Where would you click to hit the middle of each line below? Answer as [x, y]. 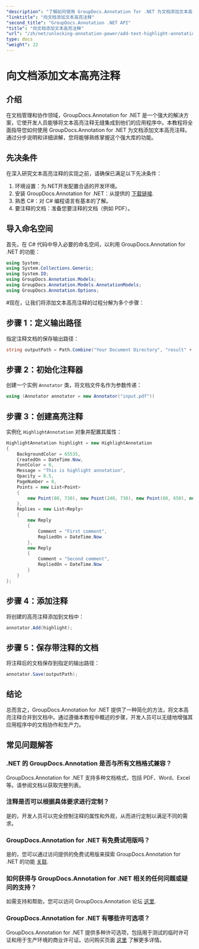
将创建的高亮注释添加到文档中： [45, 616]
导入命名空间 [30, 229]
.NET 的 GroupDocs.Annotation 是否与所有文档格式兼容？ [89, 764]
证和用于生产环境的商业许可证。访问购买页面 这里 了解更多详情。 [85, 939]
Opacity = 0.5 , [36, 476]
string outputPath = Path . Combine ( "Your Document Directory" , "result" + [99, 350]
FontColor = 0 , [36, 465]
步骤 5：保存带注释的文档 [52, 648]
